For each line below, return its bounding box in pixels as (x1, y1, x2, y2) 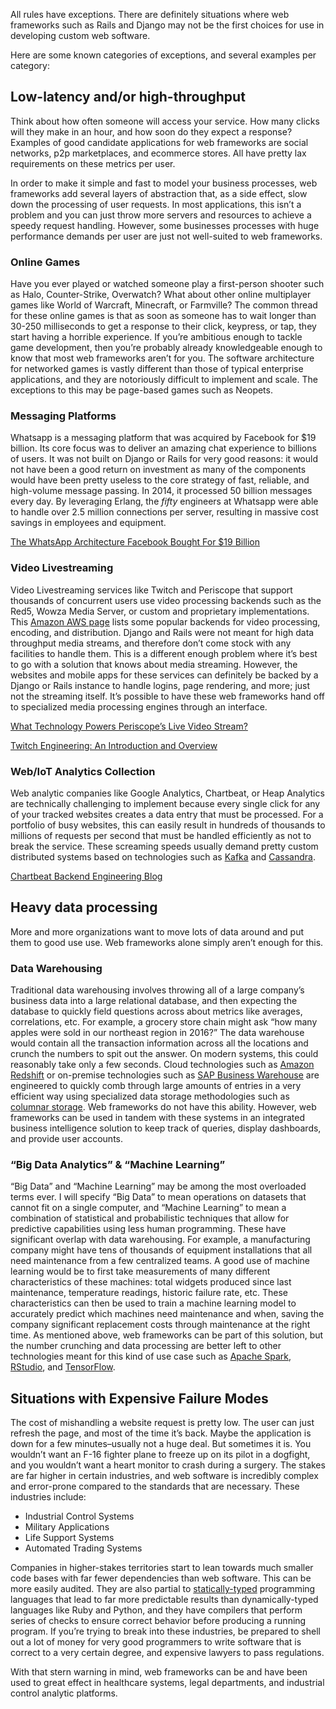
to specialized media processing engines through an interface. (10, 700, 268, 713)
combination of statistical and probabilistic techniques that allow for (10, 1212, 290, 1224)
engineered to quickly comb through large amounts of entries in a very (10, 1080, 302, 1092)
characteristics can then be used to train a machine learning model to (10, 1297, 297, 1309)
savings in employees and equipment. (10, 517, 167, 529)
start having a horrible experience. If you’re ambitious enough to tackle (10, 331, 303, 343)
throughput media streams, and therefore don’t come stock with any (10, 637, 292, 649)
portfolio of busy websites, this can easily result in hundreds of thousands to (10, 819, 326, 831)
